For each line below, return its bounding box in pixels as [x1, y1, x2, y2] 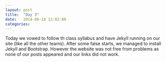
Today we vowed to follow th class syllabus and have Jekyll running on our [5, 35, 160, 41]
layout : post [5, 7, 33, 13]
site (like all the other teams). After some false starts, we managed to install [5, 41, 161, 47]
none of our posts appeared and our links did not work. [5, 51, 120, 57]
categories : [5, 21, 30, 27]
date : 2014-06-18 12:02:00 [5, 17, 66, 22]
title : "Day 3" [5, 12, 39, 17]
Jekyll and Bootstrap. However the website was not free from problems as [5, 46, 159, 52]
